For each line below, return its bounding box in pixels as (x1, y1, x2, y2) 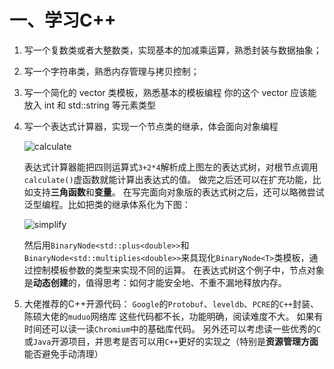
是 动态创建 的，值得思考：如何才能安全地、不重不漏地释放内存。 (23, 276, 287, 288)
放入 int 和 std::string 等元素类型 (23, 99, 156, 111)
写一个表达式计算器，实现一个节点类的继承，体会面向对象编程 (23, 120, 279, 132)
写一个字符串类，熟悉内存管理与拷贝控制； (23, 65, 200, 77)
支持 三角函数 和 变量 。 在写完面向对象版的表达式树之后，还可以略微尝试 (32, 186, 325, 198)
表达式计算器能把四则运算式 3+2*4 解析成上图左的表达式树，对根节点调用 (23, 161, 319, 173)
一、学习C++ (9, 9, 117, 32)
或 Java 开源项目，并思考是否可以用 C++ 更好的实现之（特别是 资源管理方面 (23, 335, 319, 347)
